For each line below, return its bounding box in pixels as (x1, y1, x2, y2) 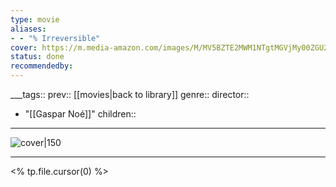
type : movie (10, 14, 60, 25)
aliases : (10, 24, 47, 34)
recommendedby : (10, 61, 74, 71)
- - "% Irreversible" (10, 33, 101, 43)
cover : (10, 42, 38, 53)
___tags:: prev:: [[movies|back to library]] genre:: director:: (10, 89, 250, 100)
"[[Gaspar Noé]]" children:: (24, 108, 137, 120)
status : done (10, 52, 65, 62)
